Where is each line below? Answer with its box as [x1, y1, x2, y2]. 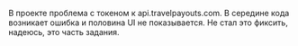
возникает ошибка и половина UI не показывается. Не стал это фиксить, [8, 17, 289, 28]
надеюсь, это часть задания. [8, 27, 120, 37]
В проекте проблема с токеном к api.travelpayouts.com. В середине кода [8, 8, 290, 18]
